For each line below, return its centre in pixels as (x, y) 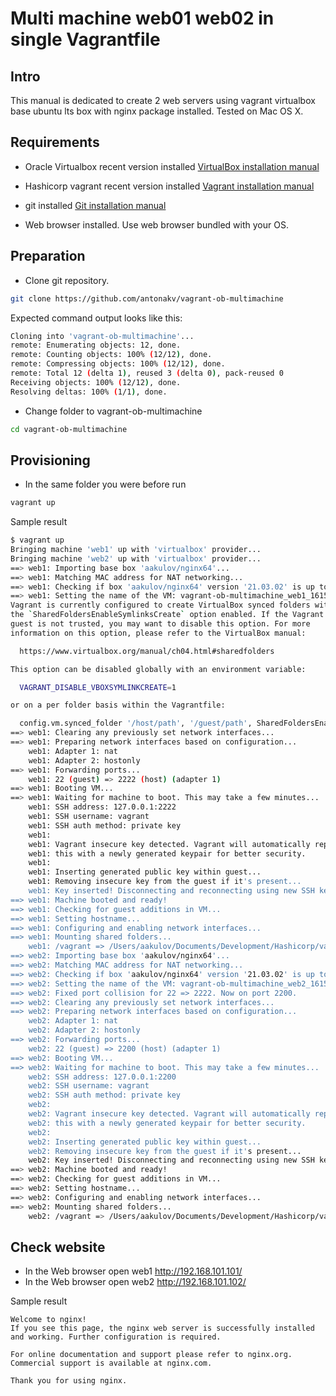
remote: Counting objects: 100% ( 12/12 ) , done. (111, 355)
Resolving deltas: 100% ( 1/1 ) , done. (89, 392)
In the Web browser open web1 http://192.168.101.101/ (133, 1271)
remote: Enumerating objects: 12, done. (96, 345)
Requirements (55, 142)
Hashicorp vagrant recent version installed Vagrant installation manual (169, 186)
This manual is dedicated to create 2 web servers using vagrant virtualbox (163, 100)
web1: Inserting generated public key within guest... (145, 872)
